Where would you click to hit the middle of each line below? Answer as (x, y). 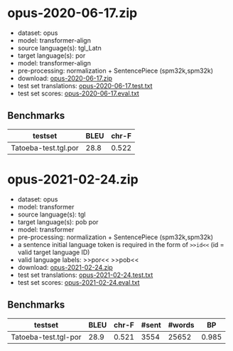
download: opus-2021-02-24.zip (65, 267)
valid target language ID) (54, 252)
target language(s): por (52, 56)
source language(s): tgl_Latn (59, 48)
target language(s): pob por (58, 221)
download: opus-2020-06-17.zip (65, 78)
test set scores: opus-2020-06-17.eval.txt (78, 93)
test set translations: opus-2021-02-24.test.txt (85, 275)
